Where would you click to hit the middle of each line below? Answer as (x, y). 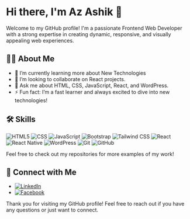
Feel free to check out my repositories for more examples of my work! (90, 154)
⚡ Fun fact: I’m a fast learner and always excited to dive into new (92, 92)
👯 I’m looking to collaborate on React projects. (70, 79)
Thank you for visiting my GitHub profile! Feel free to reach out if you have (95, 204)
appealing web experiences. (40, 40)
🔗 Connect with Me (42, 172)
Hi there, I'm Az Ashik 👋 (64, 12)
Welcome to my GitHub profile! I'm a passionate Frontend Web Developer (94, 28)
